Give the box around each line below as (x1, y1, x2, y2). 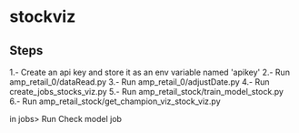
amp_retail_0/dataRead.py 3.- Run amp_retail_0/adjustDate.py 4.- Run (9, 77, 270, 87)
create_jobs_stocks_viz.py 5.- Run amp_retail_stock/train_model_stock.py (9, 87, 284, 97)
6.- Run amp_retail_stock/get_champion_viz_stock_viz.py (9, 96, 221, 107)
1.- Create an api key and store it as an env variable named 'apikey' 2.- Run (9, 66, 291, 77)
